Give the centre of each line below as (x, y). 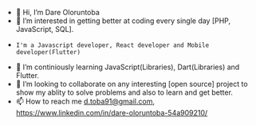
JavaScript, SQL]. (45, 29)
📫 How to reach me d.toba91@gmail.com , (85, 101)
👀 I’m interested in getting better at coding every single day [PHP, (123, 21)
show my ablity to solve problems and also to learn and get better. (124, 92)
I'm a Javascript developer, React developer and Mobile (112, 45)
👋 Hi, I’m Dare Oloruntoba (57, 12)
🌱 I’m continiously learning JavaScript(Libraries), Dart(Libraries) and (128, 67)
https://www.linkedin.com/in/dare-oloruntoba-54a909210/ (112, 113)
